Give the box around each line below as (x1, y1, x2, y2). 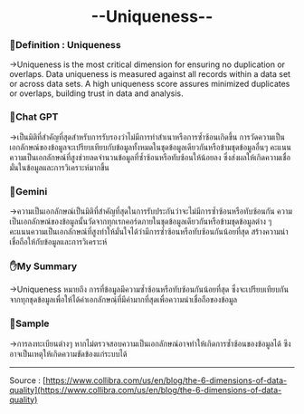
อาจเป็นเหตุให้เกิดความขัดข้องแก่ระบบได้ (9, 348, 128, 359)
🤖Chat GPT (9, 111, 59, 123)
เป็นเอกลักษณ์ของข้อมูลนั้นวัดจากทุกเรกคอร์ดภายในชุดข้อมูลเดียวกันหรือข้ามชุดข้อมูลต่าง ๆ (9, 216, 272, 227)
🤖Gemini (9, 185, 48, 197)
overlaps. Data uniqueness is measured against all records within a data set (9, 69, 291, 80)
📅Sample (9, 317, 50, 330)
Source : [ (9, 374, 46, 386)
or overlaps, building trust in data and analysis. (9, 88, 184, 99)
